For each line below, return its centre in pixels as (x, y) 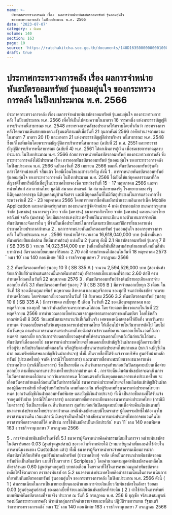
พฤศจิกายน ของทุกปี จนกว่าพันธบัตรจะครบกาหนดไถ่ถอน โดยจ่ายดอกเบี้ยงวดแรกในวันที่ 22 (83, 308)
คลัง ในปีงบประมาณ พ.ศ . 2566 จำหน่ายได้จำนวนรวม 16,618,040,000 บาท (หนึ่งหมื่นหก (84, 235)
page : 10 (16, 43)
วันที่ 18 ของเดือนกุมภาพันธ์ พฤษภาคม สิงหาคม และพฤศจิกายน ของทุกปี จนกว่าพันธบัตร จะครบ (86, 291)
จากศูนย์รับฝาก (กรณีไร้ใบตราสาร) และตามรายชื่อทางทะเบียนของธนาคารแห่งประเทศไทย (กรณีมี (86, 399)
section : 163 (21, 39)
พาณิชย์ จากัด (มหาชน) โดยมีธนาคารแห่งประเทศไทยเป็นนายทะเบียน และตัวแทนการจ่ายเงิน (82, 217)
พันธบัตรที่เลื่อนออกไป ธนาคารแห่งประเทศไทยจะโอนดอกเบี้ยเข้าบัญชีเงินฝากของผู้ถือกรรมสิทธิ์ (84, 342)
